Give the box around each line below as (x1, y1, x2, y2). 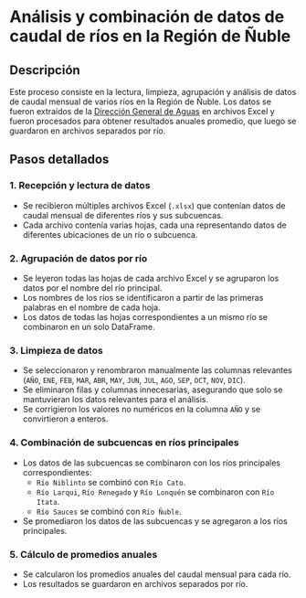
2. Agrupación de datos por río (9, 251, 148, 264)
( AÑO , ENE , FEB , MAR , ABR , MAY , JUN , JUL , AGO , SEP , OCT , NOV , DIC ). (22, 375, 247, 386)
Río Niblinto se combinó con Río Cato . (36, 476, 186, 487)
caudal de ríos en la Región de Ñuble (9, 26, 291, 47)
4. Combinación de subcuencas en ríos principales (9, 436, 239, 449)
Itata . (36, 496, 60, 507)
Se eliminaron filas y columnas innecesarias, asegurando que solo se (22, 384, 283, 395)
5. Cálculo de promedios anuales (9, 548, 158, 561)
